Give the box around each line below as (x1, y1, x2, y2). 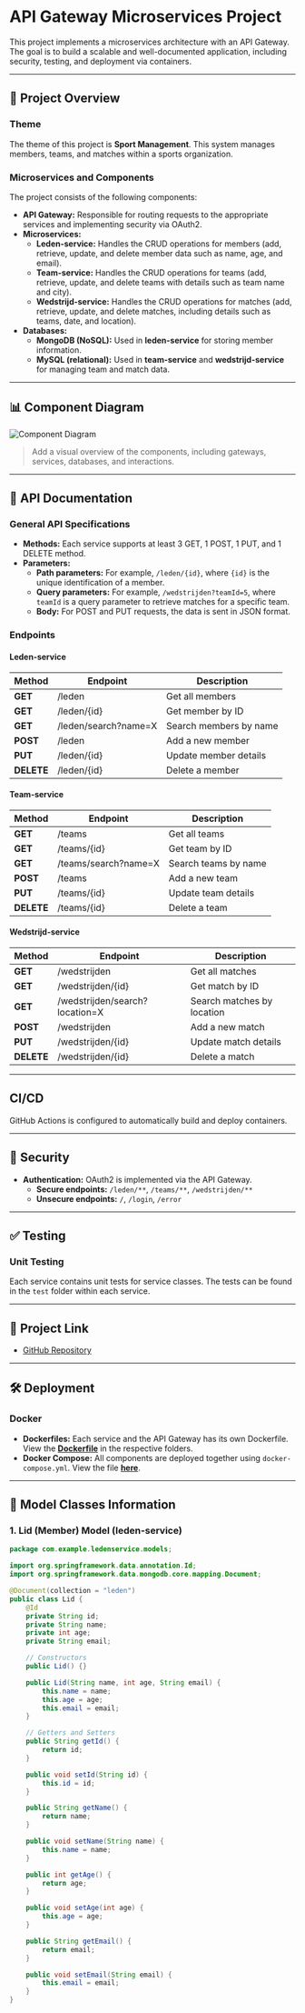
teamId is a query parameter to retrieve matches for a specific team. (35, 596, 290, 607)
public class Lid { (9, 1594, 84, 1604)
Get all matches (190, 965, 257, 977)
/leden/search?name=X (57, 719, 158, 732)
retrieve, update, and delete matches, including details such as (35, 305, 271, 316)
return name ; (42, 1812, 92, 1821)
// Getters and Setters (25, 1728, 116, 1738)
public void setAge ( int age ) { (25, 1903, 144, 1913)
